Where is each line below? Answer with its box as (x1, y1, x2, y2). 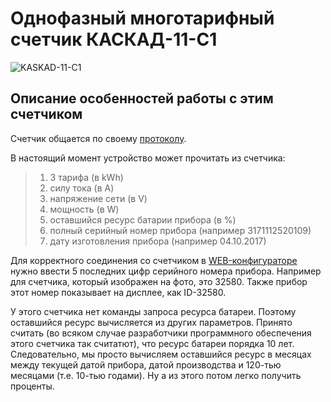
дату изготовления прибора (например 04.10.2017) (49, 235, 267, 247)
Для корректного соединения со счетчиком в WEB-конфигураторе (10, 254, 298, 266)
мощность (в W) (49, 203, 120, 215)
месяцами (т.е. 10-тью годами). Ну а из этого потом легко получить (10, 369, 302, 381)
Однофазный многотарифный (10, 7, 275, 30)
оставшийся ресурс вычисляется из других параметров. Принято (10, 316, 293, 328)
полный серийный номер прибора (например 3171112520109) (49, 224, 312, 236)
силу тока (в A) (49, 182, 115, 194)
